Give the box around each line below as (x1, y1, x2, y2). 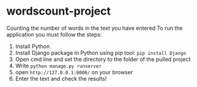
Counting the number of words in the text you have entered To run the (6, 24, 183, 32)
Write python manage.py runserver (15, 62, 102, 69)
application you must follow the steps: (6, 30, 102, 38)
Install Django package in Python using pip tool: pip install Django (15, 49, 187, 56)
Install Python (15, 43, 50, 50)
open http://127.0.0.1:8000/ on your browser (15, 68, 133, 75)
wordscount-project (6, 4, 111, 18)
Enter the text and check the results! (15, 75, 107, 82)
